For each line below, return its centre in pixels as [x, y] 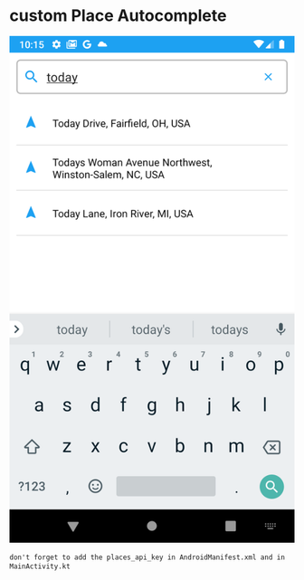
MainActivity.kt [40, 566]
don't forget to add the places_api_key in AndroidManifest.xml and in [147, 557]
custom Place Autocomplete [118, 16]
